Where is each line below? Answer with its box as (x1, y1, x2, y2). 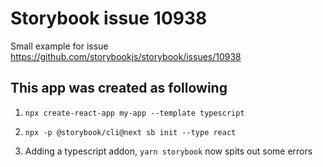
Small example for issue (10, 40, 109, 52)
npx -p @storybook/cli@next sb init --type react (24, 127, 237, 137)
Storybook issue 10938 (10, 7, 208, 30)
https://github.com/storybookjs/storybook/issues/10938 (10, 50, 242, 62)
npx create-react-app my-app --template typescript (24, 108, 245, 118)
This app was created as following (10, 80, 228, 97)
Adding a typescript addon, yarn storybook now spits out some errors (24, 145, 313, 157)
